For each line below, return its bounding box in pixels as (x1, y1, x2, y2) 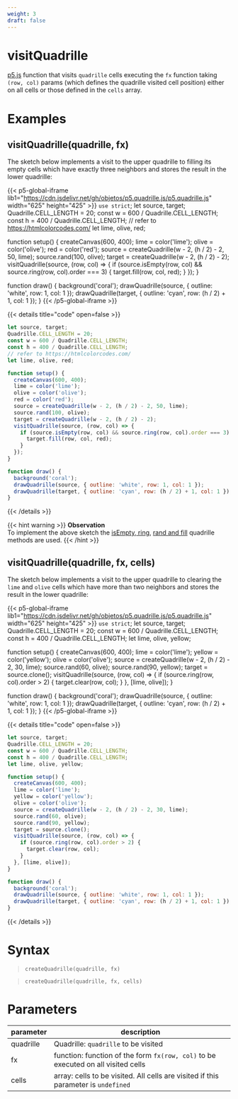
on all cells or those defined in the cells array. (7, 86, 142, 94)
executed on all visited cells (54, 1059, 146, 1069)
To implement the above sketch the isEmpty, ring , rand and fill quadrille (7, 528, 215, 537)
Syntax (7, 943, 50, 958)
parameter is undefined (54, 1079, 131, 1089)
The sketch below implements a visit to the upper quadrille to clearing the (7, 575, 222, 584)
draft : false (7, 17, 46, 24)
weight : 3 (7, 10, 37, 18)
